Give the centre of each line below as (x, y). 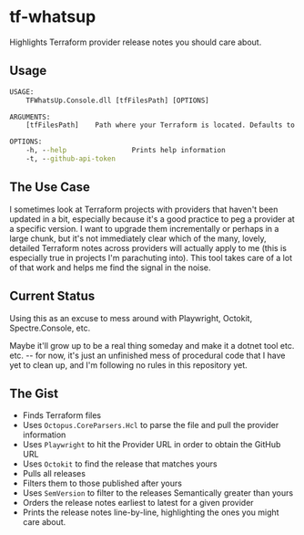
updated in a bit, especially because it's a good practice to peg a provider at (152, 219)
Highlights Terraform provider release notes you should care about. (136, 42)
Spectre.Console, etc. (50, 328)
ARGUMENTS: (30, 117)
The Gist (34, 393)
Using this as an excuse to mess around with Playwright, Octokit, (131, 318)
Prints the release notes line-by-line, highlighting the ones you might (151, 512)
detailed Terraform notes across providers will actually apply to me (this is (148, 247)
